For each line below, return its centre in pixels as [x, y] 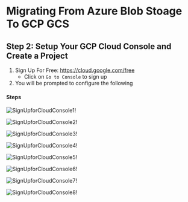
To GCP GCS [38, 24]
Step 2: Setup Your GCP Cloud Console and [89, 46]
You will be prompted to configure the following [74, 83]
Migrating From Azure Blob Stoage [94, 11]
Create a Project [37, 56]
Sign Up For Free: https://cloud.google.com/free [75, 70]
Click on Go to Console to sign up [65, 77]
